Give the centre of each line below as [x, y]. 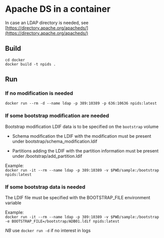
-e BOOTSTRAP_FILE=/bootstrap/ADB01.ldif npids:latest [62, 222]
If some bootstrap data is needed [45, 187]
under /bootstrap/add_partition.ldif [47, 156]
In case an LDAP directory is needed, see [47, 23]
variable [13, 203]
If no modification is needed [39, 93]
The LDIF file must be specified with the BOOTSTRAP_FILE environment [78, 198]
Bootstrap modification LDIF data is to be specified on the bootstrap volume [82, 126]
